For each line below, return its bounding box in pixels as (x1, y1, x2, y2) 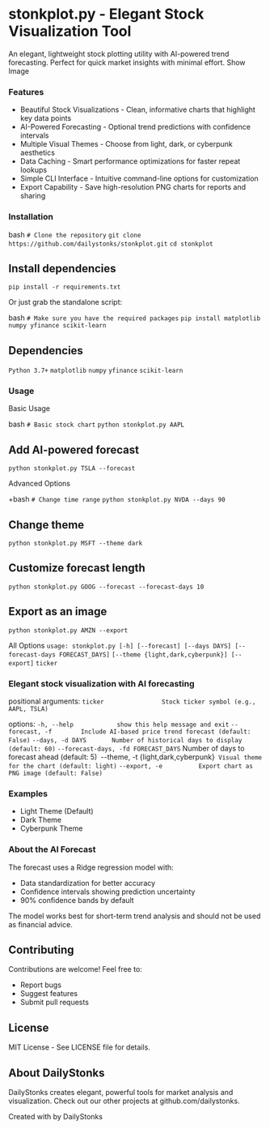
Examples (8, 788, 49, 799)
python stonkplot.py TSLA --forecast (8, 464, 136, 473)
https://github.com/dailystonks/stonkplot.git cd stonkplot (8, 240, 213, 248)
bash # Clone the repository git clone (8, 229, 141, 239)
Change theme (8, 518, 85, 532)
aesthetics (19, 148, 55, 158)
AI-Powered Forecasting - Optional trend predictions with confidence (19, 122, 251, 132)
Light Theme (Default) (19, 806, 95, 816)
